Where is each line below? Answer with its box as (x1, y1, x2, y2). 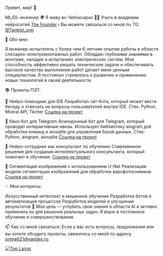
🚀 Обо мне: (5, 37, 28, 42)
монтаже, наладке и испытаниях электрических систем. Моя (5, 56, 134, 62)
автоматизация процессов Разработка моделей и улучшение (5, 199, 134, 204)
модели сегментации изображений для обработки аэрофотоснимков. (5, 169, 152, 174)
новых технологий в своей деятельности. (5, 77, 92, 83)
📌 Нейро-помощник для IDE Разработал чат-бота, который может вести (5, 99, 157, 104)
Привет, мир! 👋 (5, 5, 37, 10)
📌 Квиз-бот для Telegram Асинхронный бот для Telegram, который (5, 118, 145, 124)
